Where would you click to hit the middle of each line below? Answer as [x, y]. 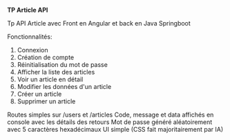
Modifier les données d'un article [64, 87]
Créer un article [39, 94]
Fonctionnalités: [30, 37]
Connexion [32, 50]
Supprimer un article [46, 101]
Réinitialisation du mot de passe [63, 64]
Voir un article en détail [50, 79]
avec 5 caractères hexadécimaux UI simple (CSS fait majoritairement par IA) [115, 129]
